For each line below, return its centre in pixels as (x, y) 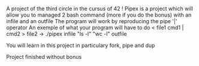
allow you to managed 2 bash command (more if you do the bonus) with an (99, 15)
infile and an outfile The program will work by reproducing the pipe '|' (92, 21)
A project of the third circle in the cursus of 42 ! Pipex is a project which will (99, 9)
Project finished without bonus (44, 57)
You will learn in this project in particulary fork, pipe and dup (81, 45)
